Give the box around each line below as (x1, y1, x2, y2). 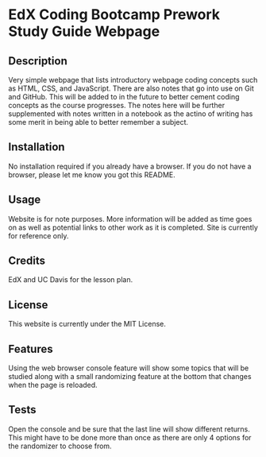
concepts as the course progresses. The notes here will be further (8, 101, 225, 110)
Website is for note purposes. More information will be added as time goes (8, 214, 253, 223)
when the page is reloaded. (8, 380, 98, 390)
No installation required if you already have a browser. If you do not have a (8, 161, 252, 171)
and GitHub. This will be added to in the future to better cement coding (8, 92, 240, 101)
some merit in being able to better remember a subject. (8, 118, 189, 126)
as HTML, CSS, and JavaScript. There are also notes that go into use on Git (8, 83, 254, 93)
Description (8, 54, 67, 68)
